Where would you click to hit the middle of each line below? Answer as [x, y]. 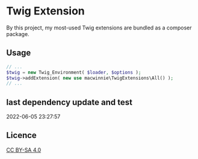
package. [18, 34]
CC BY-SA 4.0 [24, 150]
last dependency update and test [69, 102]
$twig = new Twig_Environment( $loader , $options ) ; [74, 72]
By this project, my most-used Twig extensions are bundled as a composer [99, 28]
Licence [22, 135]
